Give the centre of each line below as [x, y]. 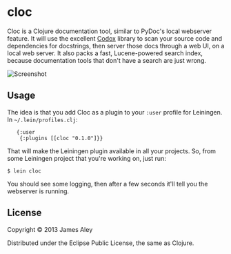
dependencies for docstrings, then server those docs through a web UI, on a [116, 46]
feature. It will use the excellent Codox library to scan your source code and [115, 38]
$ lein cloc [24, 171]
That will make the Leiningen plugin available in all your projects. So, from [111, 151]
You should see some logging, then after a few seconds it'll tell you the [108, 184]
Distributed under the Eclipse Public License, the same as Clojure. [101, 243]
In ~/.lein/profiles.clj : [42, 119]
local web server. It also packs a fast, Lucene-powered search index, [105, 53]
